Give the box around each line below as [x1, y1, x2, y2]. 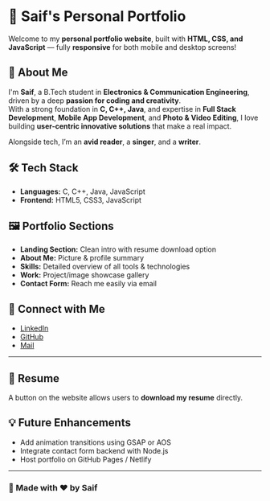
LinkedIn [19, 323, 49, 333]
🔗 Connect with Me [8, 302, 106, 316]
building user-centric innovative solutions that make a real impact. [8, 121, 232, 131]
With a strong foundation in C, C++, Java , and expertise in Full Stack [8, 104, 237, 113]
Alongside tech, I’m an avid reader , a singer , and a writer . [8, 137, 202, 146]
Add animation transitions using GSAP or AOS [19, 437, 171, 447]
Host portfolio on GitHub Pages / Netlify [19, 454, 152, 464]
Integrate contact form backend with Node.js [19, 446, 169, 455]
